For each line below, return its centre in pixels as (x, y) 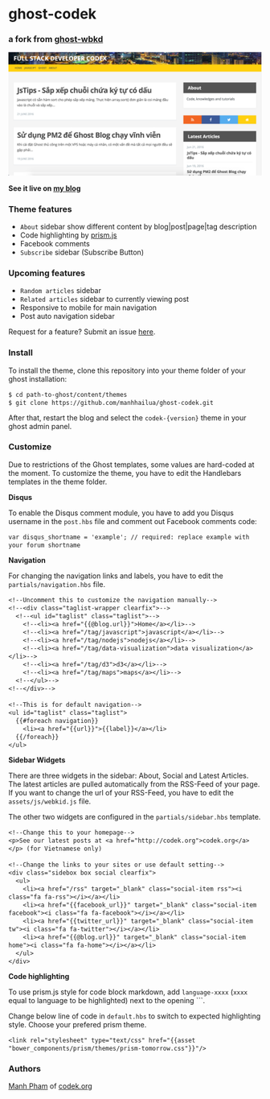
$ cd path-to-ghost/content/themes (68, 395)
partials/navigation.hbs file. (57, 584)
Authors (25, 1068)
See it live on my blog (45, 188)
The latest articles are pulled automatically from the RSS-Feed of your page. (134, 784)
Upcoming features (47, 273)
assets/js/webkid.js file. (50, 801)
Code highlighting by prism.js (68, 235)
